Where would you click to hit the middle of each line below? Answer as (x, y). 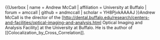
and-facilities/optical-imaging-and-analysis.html (53, 22)
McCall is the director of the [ (34, 17)
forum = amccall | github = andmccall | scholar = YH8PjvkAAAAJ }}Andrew (80, 12)
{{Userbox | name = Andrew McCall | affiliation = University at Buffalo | (76, 7)
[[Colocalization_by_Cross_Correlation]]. (45, 33)
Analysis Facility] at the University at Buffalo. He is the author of (69, 28)
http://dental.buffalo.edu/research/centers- (106, 17)
